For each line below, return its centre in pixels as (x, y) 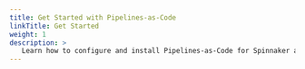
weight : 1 (28, 34)
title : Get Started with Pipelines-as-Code (93, 17)
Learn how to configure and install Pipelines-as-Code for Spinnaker (156, 51)
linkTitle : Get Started (54, 26)
